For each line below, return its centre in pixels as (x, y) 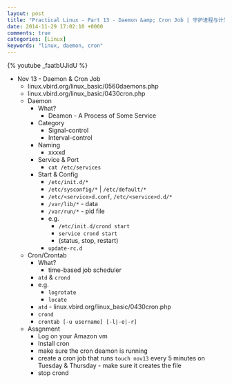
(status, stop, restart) (88, 240)
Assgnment (44, 329)
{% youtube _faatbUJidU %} (48, 65)
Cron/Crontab (47, 255)
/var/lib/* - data (73, 204)
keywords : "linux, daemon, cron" (55, 46)
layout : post (26, 13)
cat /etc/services (75, 167)
